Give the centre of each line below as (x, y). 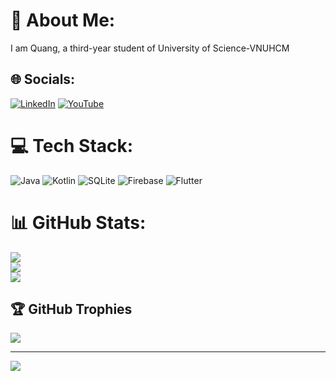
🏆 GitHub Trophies (71, 309)
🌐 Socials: (43, 79)
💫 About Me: (63, 20)
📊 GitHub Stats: (78, 222)
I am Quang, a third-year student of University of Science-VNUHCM (150, 48)
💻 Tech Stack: (72, 145)
